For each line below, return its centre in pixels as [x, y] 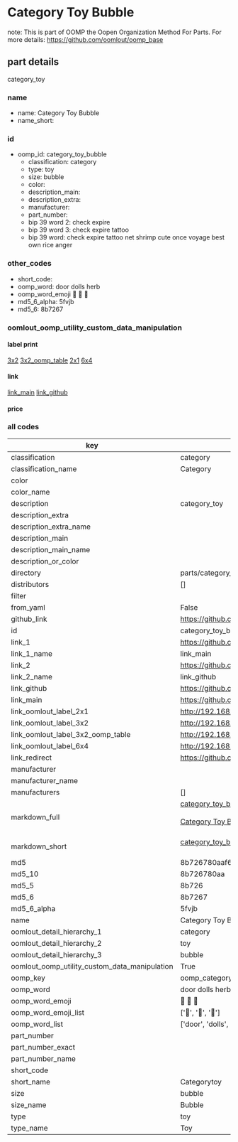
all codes [23, 427]
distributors [30, 584]
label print [23, 345]
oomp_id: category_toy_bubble [62, 154]
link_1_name [32, 653]
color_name [30, 492]
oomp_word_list [37, 1024]
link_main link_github [38, 392]
